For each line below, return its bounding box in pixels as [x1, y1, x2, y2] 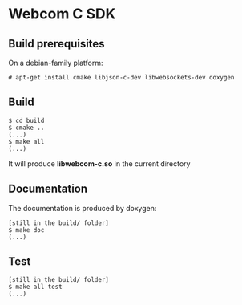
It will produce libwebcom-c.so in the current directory [8, 158, 191, 169]
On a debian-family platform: [8, 58, 103, 67]
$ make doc [8, 226, 45, 234]
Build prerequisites [8, 37, 106, 51]
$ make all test [8, 283, 63, 291]
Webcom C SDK [8, 5, 116, 23]
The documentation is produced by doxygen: [8, 203, 157, 213]
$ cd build [8, 116, 45, 124]
